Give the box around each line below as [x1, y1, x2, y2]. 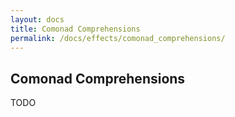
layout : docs [10, 14, 65, 25]
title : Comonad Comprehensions [10, 24, 141, 34]
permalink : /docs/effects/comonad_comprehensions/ [10, 33, 226, 43]
